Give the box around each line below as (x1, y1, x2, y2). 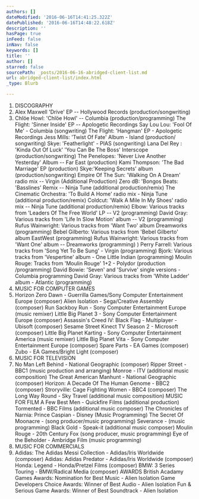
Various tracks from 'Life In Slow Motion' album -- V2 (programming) (14, 216, 184, 223)
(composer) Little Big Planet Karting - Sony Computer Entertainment (14, 329, 182, 336)
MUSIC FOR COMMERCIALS (14, 443, 84, 450)
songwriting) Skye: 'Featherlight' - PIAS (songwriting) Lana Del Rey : (14, 140, 182, 147)
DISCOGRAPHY (14, 102, 53, 109)
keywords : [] (6, 48, 39, 53)
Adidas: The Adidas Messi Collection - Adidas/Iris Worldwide (14, 449, 165, 456)
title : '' (6, 53, 31, 59)
